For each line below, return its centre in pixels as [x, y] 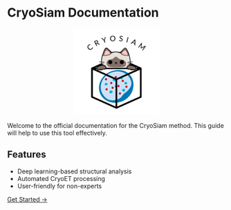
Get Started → [27, 199]
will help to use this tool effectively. [57, 133]
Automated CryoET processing [61, 178]
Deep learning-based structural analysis [74, 171]
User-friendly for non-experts [59, 186]
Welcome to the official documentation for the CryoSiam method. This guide [116, 125]
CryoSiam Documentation [83, 13]
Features [27, 154]
